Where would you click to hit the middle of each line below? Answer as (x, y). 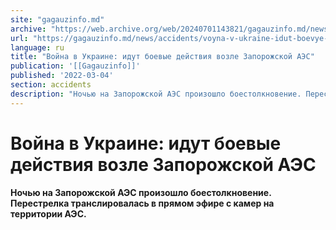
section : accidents (51, 85)
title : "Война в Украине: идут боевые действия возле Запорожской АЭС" (162, 57)
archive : (28, 29)
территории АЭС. (48, 213)
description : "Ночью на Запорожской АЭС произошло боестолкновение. (156, 94)
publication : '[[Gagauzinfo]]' (75, 66)
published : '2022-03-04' (62, 76)
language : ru (37, 47)
